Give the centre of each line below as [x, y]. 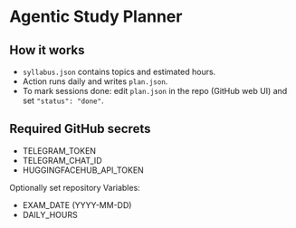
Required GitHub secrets [80, 129]
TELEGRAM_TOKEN [59, 150]
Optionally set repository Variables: [75, 187]
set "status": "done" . [63, 100]
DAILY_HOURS [50, 214]
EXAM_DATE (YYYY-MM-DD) [77, 204]
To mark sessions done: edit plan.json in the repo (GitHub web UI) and [155, 91]
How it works [47, 50]
